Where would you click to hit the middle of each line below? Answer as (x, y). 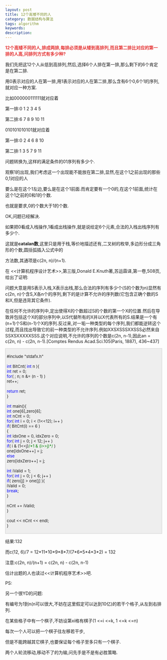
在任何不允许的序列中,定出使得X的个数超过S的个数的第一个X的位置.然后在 (81, 311)
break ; (13, 491)
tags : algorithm (22, 24)
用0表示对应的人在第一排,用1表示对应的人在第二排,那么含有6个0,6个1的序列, (82, 81)
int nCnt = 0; (19, 416)
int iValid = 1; (19, 471)
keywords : (15, 28)
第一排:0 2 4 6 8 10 (25, 140)
